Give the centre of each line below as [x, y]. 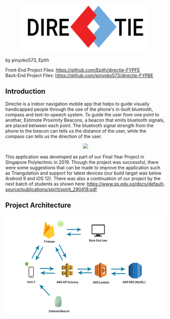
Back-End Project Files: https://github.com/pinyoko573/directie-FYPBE [79, 75]
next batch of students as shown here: [46, 184]
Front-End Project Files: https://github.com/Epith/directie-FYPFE [73, 70]
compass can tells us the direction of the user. [54, 136]
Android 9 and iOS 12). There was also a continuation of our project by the [83, 178]
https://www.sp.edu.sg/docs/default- [126, 184]
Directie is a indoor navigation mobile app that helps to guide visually [77, 104]
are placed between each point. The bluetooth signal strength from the [79, 125]
